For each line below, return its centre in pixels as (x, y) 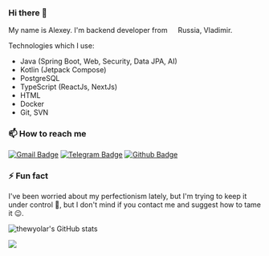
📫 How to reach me (47, 134)
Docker (32, 104)
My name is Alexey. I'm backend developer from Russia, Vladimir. (120, 30)
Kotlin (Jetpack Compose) (63, 70)
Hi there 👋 (28, 13)
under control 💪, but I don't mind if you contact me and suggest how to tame (134, 205)
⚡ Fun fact (29, 176)
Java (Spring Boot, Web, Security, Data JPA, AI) (99, 61)
